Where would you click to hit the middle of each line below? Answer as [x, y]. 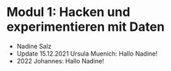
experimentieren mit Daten [86, 27]
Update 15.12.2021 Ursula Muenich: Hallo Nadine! [87, 54]
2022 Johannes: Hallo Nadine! [60, 61]
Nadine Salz [34, 46]
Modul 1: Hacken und [68, 12]
